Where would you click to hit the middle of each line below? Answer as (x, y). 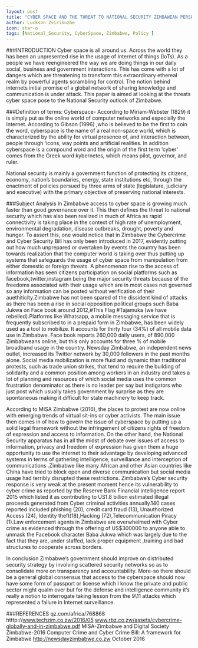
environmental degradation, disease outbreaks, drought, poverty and (90, 229)
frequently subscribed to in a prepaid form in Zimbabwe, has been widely (95, 323)
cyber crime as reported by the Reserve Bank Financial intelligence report (95, 491)
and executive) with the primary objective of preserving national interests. (96, 192)
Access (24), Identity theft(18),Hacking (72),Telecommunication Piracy (91, 516)
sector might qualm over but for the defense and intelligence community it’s (98, 590)
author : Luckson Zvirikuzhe (41, 22)
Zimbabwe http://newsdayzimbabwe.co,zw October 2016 (76, 639)
